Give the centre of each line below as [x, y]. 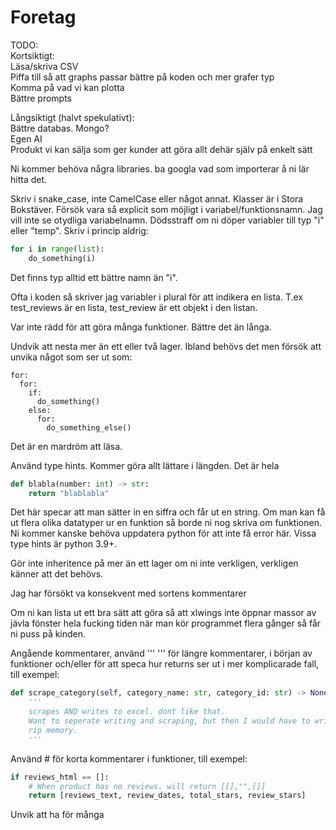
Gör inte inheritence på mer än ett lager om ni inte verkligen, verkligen [154, 563]
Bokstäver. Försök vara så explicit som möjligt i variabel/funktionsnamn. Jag [166, 209]
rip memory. [53, 730]
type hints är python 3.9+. [64, 544]
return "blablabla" [69, 493]
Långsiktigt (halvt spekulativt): [72, 117]
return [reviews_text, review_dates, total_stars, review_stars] [167, 796]
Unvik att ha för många [57, 815]
